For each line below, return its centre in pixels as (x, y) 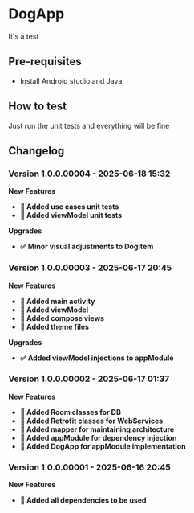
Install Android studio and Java (71, 80)
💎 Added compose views (62, 318)
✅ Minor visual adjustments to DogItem (87, 247)
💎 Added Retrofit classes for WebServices (91, 421)
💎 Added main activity (57, 301)
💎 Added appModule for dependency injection (98, 437)
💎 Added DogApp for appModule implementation (103, 446)
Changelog (36, 151)
